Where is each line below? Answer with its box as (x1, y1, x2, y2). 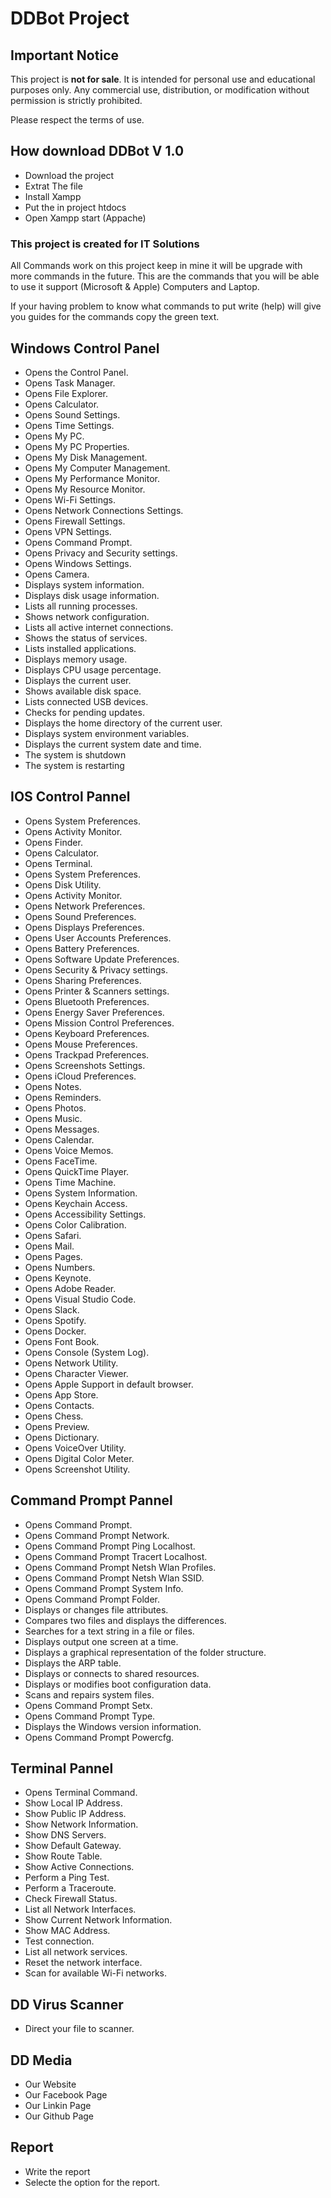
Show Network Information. (24, 1818, 139, 1831)
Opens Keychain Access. (24, 1197, 128, 1209)
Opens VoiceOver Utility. (24, 1442, 127, 1454)
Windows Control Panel (10, 340, 160, 357)
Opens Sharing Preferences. (24, 974, 142, 986)
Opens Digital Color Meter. (24, 1452, 135, 1464)
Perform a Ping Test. (24, 1872, 110, 1884)
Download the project (24, 169, 115, 181)
